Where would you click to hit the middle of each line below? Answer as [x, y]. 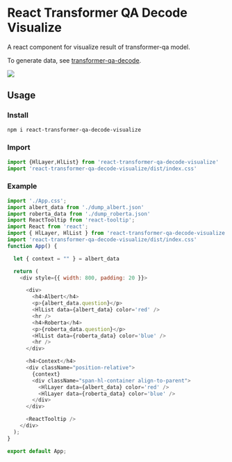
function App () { [32, 246]
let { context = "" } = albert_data [66, 259]
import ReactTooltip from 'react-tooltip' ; [71, 220]
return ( [26, 271]
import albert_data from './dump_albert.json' [76, 207]
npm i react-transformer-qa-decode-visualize [74, 130]
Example [22, 186]
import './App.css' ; [37, 201]
